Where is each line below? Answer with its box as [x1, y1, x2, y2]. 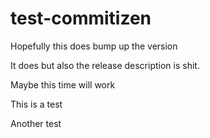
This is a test [10, 98, 63, 110]
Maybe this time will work [10, 78, 116, 91]
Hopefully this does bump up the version [10, 40, 178, 52]
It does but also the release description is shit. [10, 59, 200, 71]
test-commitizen [10, 7, 152, 30]
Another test [10, 117, 62, 129]
